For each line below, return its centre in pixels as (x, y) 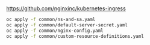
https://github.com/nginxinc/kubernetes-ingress (66, 8)
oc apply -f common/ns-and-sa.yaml (51, 20)
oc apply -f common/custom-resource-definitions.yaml (75, 36)
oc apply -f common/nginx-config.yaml (55, 31)
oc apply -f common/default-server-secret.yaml (67, 25)
